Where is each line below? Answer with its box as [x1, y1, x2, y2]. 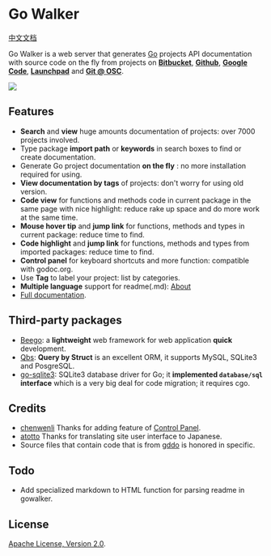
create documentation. [19, 152, 96, 162]
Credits [8, 401, 47, 415]
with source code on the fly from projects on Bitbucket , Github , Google [8, 58, 248, 67]
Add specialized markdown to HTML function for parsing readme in [19, 485, 245, 495]
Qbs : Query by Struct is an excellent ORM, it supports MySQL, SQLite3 [19, 352, 257, 361]
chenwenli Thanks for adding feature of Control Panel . [19, 423, 201, 433]
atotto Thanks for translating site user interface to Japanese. [19, 431, 222, 442]
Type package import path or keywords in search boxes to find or [19, 143, 242, 153]
